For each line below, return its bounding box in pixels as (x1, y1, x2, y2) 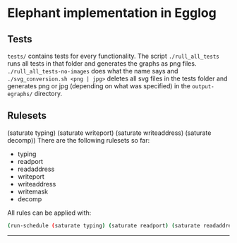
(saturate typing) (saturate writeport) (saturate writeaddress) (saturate (7, 129, 212, 137)
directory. (34, 90, 62, 97)
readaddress (17, 165, 55, 173)
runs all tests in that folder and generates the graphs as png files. (7, 59, 197, 68)
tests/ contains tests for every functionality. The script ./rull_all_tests (7, 52, 220, 60)
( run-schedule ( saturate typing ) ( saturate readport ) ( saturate (7, 222, 200, 229)
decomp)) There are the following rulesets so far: (7, 136, 150, 144)
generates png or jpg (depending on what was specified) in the (7, 82, 190, 90)
